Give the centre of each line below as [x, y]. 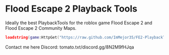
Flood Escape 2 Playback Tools [71, 9]
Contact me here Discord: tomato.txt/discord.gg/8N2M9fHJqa [70, 47]
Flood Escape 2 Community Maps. [41, 28]
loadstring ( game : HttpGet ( [32, 37]
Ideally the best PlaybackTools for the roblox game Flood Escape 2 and [79, 23]
